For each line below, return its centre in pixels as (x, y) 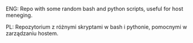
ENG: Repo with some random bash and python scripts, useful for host (95, 9)
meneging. (19, 15)
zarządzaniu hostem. (32, 33)
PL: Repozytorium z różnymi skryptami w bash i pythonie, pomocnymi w (96, 27)
